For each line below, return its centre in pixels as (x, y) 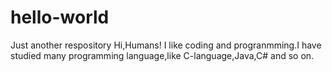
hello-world (60, 17)
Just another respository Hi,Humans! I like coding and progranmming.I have (166, 45)
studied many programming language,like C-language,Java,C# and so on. (162, 55)
